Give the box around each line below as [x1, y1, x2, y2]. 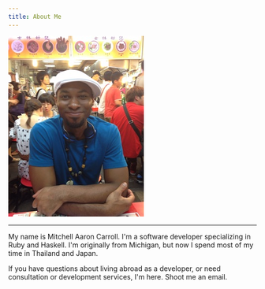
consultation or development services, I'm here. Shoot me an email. [8, 272, 228, 281]
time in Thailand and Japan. [8, 248, 99, 258]
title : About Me [8, 13, 62, 20]
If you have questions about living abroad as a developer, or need [8, 264, 221, 273]
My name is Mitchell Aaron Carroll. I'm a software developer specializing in [8, 232, 251, 241]
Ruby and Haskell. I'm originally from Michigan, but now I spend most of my [8, 240, 254, 250]
